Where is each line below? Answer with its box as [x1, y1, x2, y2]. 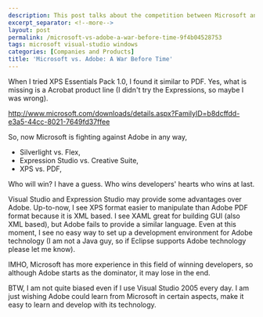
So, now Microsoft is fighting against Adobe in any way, [8, 132, 188, 141]
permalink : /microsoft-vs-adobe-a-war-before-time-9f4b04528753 [8, 33, 222, 42]
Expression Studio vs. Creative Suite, [19, 155, 139, 165]
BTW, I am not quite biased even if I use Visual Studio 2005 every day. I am [8, 283, 249, 293]
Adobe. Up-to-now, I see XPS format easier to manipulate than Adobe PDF [8, 202, 248, 212]
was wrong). [8, 93, 49, 103]
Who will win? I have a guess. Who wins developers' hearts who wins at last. [8, 179, 255, 188]
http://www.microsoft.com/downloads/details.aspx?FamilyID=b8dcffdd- [8, 108, 240, 118]
